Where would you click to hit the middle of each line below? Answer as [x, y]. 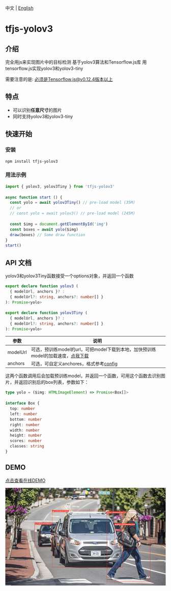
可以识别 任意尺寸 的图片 [37, 110]
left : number [24, 414]
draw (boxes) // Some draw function [48, 235]
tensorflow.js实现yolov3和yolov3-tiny [44, 68]
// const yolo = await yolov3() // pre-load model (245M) [73, 213]
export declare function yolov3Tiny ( [46, 313]
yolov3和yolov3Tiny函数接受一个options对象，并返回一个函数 [69, 276]
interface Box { [22, 403]
